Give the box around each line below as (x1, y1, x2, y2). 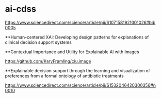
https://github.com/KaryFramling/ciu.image (5, 58, 91, 64)
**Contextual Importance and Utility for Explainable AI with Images (5, 49, 139, 55)
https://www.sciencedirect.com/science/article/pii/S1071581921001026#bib (5, 20, 156, 25)
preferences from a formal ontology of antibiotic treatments (5, 73, 124, 78)
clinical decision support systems (5, 39, 72, 45)
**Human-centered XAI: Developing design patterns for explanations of (5, 34, 149, 40)
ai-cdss (5, 3, 36, 15)
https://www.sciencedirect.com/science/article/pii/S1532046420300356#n (5, 82, 156, 88)
